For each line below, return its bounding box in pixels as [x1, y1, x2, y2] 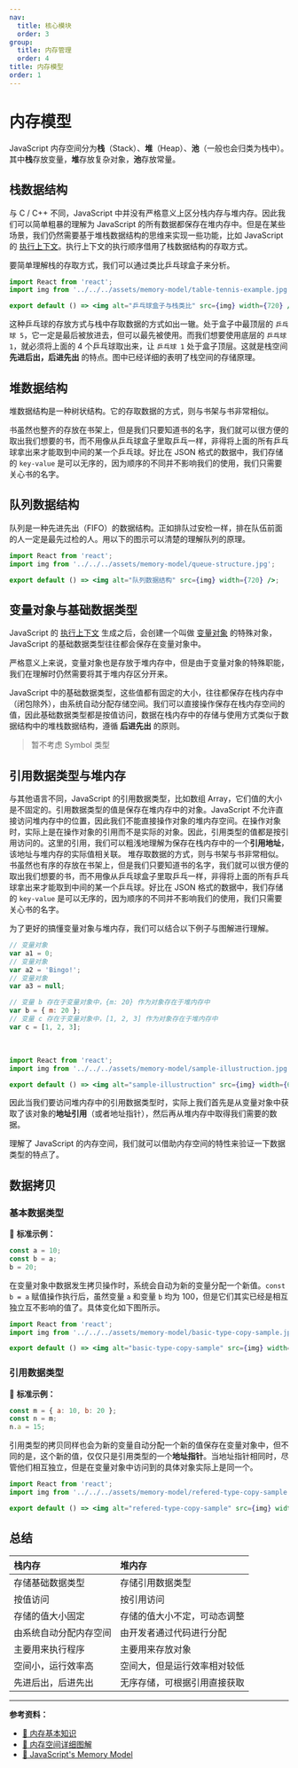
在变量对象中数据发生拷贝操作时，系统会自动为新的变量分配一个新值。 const [9, 1279, 286, 1291]
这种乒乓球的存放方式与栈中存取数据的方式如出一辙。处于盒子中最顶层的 [9, 318, 273, 329]
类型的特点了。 [9, 1150, 64, 1160]
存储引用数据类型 [120, 1576, 192, 1589]
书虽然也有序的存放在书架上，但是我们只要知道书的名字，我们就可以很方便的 [9, 860, 289, 870]
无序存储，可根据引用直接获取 [120, 1676, 246, 1688]
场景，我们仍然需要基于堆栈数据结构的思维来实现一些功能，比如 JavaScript [9, 230, 284, 240]
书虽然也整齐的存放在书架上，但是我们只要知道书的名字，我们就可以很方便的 [9, 424, 289, 435]
